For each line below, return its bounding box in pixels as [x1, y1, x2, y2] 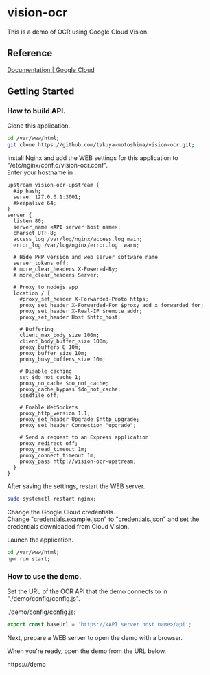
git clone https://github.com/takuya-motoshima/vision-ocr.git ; [7, 141, 195, 148]
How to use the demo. [7, 571, 82, 581]
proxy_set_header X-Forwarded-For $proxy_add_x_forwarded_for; [19, 302, 205, 309]
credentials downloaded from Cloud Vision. [7, 523, 130, 531]
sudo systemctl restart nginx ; [7, 496, 97, 503]
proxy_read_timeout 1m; [19, 446, 88, 453]
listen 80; [13, 218, 45, 225]
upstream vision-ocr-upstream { [7, 182, 100, 189]
